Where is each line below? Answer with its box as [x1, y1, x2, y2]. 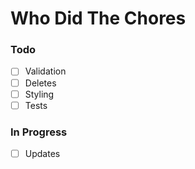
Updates [24, 148, 61, 160]
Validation [24, 65, 67, 77]
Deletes [24, 77, 57, 89]
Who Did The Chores [10, 7, 187, 30]
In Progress [10, 125, 68, 139]
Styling [24, 88, 55, 100]
